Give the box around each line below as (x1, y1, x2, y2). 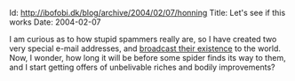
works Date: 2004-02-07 (9, 17, 101, 27)
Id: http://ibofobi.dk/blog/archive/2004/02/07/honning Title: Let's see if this (9, 8, 286, 18)
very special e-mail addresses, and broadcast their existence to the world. (9, 43, 282, 54)
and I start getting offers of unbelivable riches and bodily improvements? (9, 62, 275, 72)
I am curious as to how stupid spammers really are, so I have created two (9, 34, 277, 44)
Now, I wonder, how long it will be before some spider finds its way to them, (9, 53, 286, 63)
